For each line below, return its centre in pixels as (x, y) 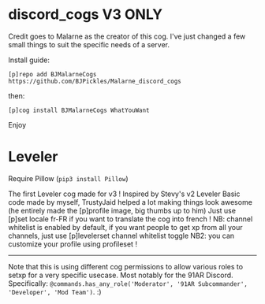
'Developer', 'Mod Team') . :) (55, 291)
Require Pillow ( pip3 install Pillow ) (68, 178)
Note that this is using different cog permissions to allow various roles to (125, 266)
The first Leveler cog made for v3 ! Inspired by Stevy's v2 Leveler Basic (124, 194)
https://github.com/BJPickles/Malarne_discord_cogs (95, 81)
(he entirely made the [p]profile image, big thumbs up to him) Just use (122, 210)
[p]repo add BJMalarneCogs (52, 74)
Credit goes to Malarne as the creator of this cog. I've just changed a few (127, 36)
